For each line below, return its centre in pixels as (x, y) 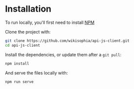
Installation (28, 9)
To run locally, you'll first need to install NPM (50, 22)
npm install (17, 63)
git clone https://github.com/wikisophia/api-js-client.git (67, 41)
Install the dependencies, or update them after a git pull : (63, 54)
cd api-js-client (23, 45)
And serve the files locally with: (37, 73)
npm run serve (19, 82)
